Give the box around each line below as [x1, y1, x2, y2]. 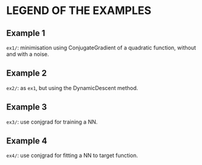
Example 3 [6, 102, 47, 113]
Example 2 [6, 68, 47, 79]
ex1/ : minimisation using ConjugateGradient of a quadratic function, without [6, 44, 197, 51]
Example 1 [6, 28, 46, 38]
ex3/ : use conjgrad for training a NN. [6, 118, 98, 125]
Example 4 [6, 136, 47, 146]
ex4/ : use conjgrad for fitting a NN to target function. [6, 152, 138, 159]
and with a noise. [6, 51, 49, 58]
